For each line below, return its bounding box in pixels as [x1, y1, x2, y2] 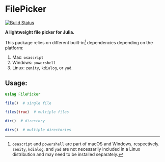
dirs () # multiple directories [5, 127, 71, 132]
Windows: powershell [12, 59, 56, 65]
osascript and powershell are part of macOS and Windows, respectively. [12, 141, 160, 147]
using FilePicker [5, 92, 41, 97]
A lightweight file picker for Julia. [5, 29, 75, 35]
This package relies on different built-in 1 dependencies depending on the [5, 38, 153, 45]
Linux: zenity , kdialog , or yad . [12, 65, 73, 71]
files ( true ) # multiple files [5, 109, 69, 115]
